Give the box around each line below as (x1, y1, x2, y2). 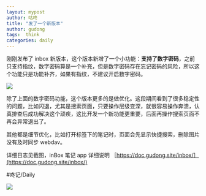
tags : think (6, 32, 40, 38)
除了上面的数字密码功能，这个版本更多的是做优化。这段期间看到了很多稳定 (6, 95, 194, 102)
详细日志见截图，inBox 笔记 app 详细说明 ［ (6, 151, 117, 159)
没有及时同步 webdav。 (6, 138, 66, 146)
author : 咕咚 (6, 15, 38, 21)
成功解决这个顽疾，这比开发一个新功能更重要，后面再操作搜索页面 (27, 110, 194, 117)
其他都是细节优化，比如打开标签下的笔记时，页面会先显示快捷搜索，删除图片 (6, 131, 200, 138)
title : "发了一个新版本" (6, 20, 63, 26)
